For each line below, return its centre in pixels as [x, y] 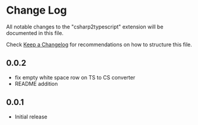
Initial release [31, 117]
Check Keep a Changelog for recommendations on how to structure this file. [99, 44]
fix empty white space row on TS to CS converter [75, 77]
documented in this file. [35, 33]
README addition [36, 84]
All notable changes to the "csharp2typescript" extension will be [85, 27]
